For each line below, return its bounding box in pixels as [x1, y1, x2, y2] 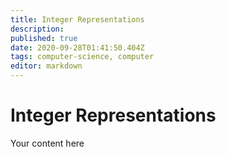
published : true [10, 33, 78, 43]
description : [10, 24, 65, 34]
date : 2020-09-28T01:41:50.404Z [10, 42, 145, 53]
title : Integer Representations [10, 14, 145, 25]
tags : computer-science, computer [10, 52, 155, 62]
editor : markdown [10, 61, 83, 71]
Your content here [10, 137, 85, 149]
